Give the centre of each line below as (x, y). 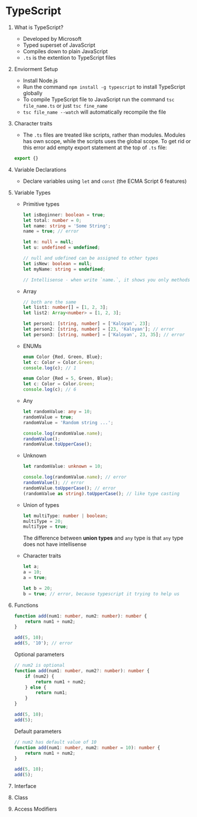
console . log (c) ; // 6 (49, 390)
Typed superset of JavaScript (59, 45)
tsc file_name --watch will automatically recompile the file (94, 112)
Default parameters (38, 731)
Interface (25, 786)
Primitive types (41, 204)
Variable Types (32, 192)
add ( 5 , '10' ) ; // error (43, 643)
